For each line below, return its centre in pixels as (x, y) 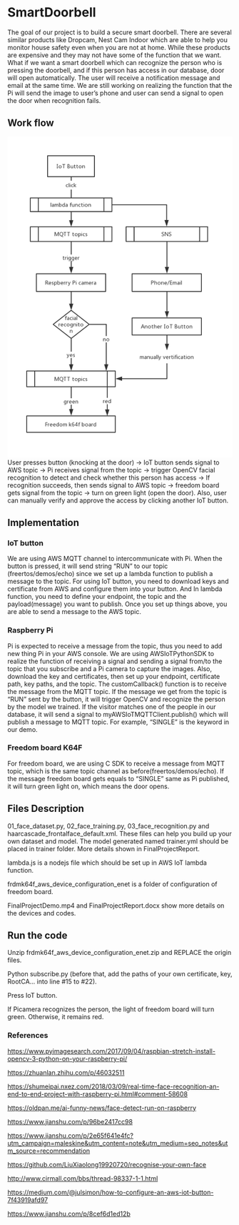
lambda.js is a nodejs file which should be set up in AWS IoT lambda (107, 863)
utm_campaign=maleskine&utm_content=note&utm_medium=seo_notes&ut (118, 1143)
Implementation (44, 522)
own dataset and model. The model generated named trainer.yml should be (118, 841)
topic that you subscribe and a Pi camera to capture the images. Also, (110, 668)
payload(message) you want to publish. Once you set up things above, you (117, 604)
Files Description (46, 809)
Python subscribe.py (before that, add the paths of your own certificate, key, (120, 974)
